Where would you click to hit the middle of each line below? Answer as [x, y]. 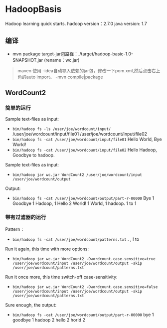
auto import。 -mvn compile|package [65, 77]
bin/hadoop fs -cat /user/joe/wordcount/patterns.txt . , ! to [76, 239]
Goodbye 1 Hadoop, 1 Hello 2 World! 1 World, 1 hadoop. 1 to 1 [74, 203]
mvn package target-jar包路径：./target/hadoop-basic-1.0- [73, 54]
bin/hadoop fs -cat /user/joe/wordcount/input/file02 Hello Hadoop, [84, 150]
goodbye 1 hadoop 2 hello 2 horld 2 [49, 320]
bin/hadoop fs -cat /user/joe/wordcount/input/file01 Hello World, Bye [87, 139]
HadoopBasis [33, 9]
